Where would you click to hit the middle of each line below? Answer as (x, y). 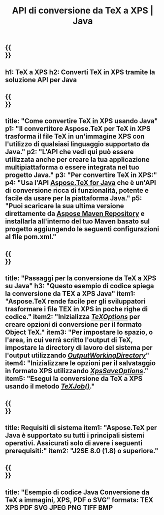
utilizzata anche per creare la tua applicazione (78, 160)
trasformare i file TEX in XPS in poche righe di (77, 309)
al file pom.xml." (31, 237)
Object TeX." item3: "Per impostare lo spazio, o (79, 332)
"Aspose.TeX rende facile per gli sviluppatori (75, 301)
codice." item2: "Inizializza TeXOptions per (73, 317)
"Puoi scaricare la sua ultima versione (65, 206)
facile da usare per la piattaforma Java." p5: (74, 198)
